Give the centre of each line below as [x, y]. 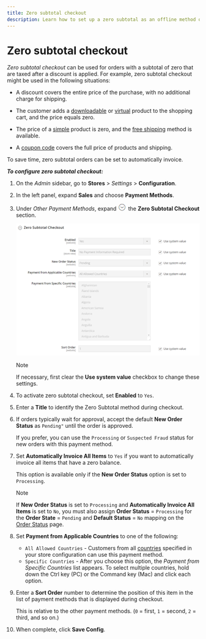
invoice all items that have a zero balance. [68, 463]
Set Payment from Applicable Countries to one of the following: [97, 536]
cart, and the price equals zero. [55, 117]
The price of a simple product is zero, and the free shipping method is [104, 130]
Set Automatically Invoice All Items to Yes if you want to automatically [105, 456]
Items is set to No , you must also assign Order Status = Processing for [104, 511]
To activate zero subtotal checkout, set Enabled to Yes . [85, 395]
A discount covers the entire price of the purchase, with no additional [103, 93]
